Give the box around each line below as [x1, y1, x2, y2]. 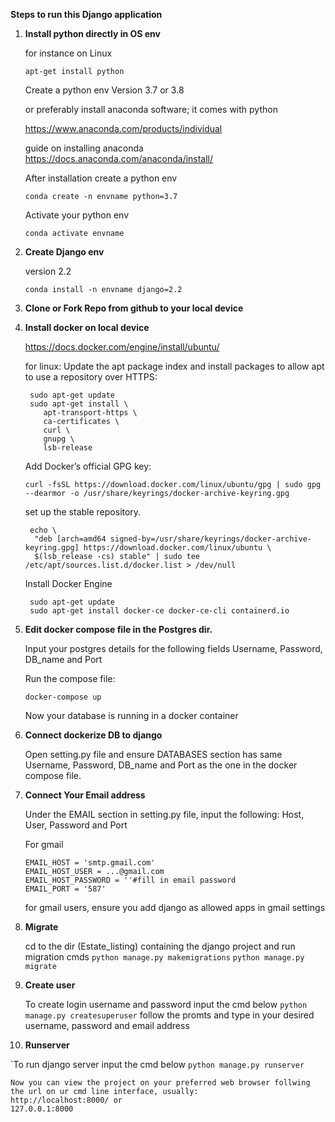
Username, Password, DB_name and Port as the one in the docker [24, 759, 298, 771]
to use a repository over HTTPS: [24, 371, 158, 383]
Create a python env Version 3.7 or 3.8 [24, 84, 185, 96]
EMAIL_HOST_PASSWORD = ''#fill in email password [24, 875, 237, 885]
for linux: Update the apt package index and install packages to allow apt [24, 360, 325, 372]
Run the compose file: [24, 673, 116, 684]
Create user [24, 979, 76, 991]
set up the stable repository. [24, 506, 142, 518]
